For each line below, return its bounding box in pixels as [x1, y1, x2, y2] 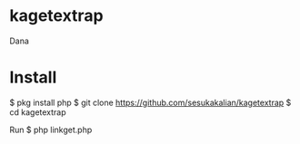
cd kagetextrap [9, 106, 66, 118]
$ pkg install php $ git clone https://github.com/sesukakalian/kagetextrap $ [9, 97, 292, 108]
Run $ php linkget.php [9, 124, 93, 135]
